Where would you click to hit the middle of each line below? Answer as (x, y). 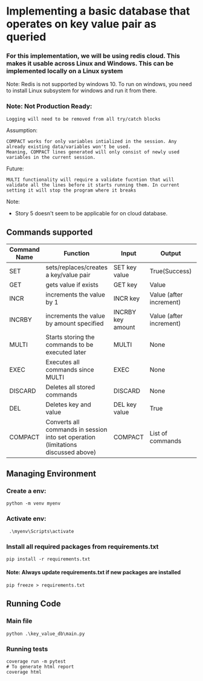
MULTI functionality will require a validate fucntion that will (90, 179)
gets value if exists (72, 284)
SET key (125, 267)
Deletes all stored (70, 387)
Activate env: (26, 518)
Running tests (27, 649)
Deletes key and (69, 404)
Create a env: (26, 491)
